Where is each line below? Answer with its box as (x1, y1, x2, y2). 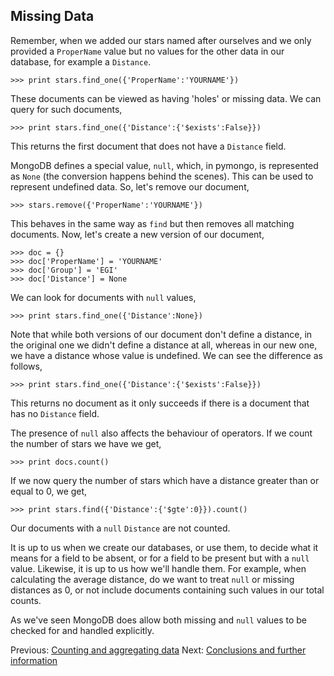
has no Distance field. (10, 407, 100, 419)
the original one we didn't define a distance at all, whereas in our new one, (10, 339, 318, 351)
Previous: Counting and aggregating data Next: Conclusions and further (10, 644, 307, 656)
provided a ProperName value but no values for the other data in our (10, 45, 285, 57)
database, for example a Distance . (10, 55, 152, 68)
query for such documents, (10, 103, 123, 115)
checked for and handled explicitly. (10, 624, 155, 636)
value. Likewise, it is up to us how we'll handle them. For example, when (10, 562, 307, 574)
